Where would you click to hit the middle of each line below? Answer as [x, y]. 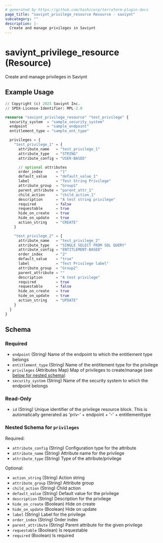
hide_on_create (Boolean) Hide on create [54, 504]
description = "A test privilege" [59, 277]
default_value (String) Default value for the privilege [65, 493]
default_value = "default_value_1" [58, 177]
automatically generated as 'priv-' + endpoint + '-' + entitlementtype [81, 415]
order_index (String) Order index [45, 519]
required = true [44, 282]
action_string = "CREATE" [48, 223]
